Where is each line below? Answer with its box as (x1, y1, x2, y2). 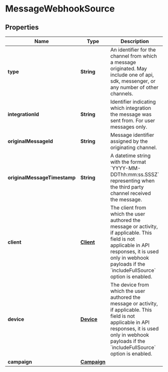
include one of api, (110, 71, 154, 78)
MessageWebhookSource (5, 3, 115, 15)
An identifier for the (110, 46, 156, 53)
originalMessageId (7, 138, 53, 144)
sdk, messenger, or (110, 78, 156, 84)
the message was (110, 111, 151, 118)
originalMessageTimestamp (7, 174, 76, 181)
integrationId (7, 111, 39, 118)
